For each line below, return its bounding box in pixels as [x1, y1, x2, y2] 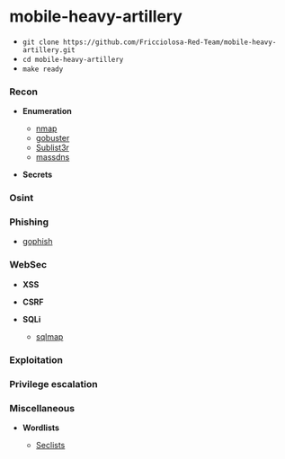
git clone [22, 38, 60, 47]
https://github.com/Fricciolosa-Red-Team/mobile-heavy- [62, 38, 277, 47]
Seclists [35, 439, 66, 450]
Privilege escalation [9, 377, 98, 390]
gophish [22, 236, 53, 247]
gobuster [35, 133, 70, 144]
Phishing [9, 216, 49, 228]
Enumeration [22, 106, 72, 117]
